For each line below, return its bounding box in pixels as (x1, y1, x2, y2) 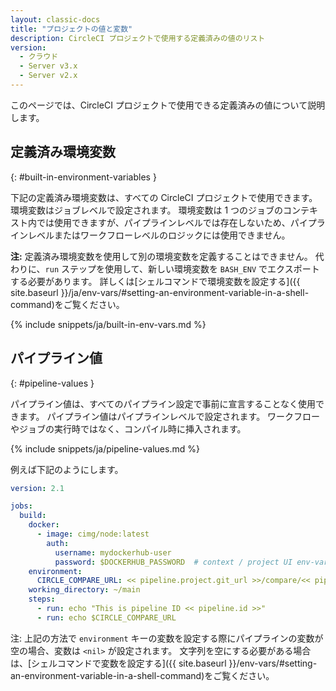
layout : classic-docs (10, 14, 101, 25)
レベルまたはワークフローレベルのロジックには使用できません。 (27, 229, 291, 241)
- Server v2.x (19, 71, 78, 81)
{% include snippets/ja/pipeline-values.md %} (10, 442, 200, 455)
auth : (46, 538, 70, 548)
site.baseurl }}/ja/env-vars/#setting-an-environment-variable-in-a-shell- (10, 286, 310, 298)
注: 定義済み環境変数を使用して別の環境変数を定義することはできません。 (10, 250, 313, 262)
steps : (28, 594, 56, 605)
